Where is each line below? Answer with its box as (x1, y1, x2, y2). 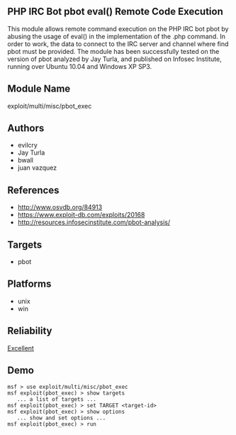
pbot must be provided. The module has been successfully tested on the (7, 47, 220, 55)
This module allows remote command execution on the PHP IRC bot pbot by (7, 24, 229, 33)
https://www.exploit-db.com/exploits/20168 (17, 211, 145, 219)
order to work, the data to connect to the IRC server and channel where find (7, 39, 229, 48)
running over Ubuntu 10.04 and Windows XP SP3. (7, 62, 152, 70)
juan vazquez (17, 163, 57, 172)
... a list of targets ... (16, 395, 97, 403)
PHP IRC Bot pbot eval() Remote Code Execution (7, 6, 223, 18)
